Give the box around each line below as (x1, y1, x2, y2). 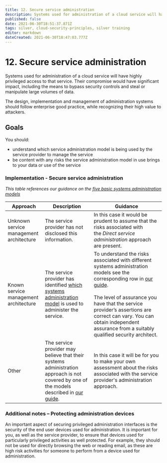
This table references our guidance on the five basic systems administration (5, 185, 162, 191)
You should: (5, 136, 30, 142)
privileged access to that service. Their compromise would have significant (5, 78, 159, 84)
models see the (93, 269, 130, 276)
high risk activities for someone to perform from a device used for (5, 448, 140, 454)
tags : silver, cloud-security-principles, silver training (5, 26, 130, 31)
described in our (45, 389, 83, 396)
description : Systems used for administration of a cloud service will (5, 12, 157, 17)
